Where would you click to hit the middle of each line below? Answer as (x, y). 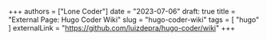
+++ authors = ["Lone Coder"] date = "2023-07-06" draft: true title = (122, 11)
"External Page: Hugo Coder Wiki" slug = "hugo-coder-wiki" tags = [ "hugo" (134, 20)
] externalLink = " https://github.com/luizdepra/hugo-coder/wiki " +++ (122, 28)
